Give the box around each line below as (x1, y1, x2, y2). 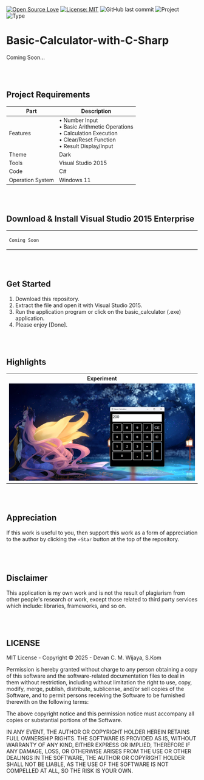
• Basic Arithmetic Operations (59, 122, 134, 130)
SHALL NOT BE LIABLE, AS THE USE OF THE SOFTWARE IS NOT (6, 760, 169, 768)
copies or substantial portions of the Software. (6, 717, 123, 724)
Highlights (6, 357, 47, 367)
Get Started (6, 279, 51, 289)
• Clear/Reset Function (59, 136, 117, 143)
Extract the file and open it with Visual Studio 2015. (15, 302, 143, 309)
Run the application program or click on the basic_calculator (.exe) (15, 308, 182, 315)
